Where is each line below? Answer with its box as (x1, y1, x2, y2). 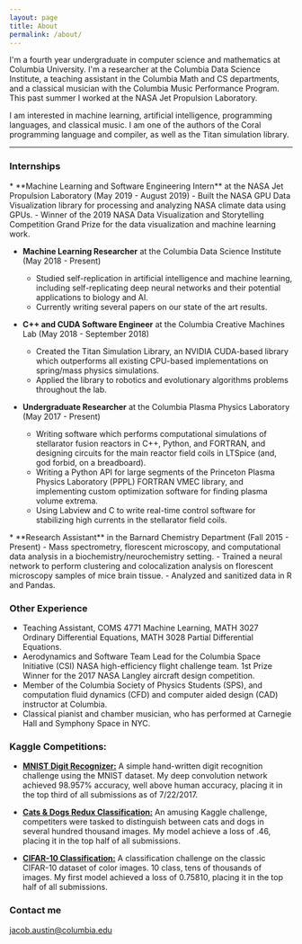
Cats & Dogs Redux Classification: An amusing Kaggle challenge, (22, 806, 268, 818)
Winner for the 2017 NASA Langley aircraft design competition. (22, 670, 255, 681)
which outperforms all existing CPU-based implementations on (35, 355, 269, 366)
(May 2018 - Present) (22, 255, 102, 266)
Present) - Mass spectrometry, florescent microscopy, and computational (9, 541, 281, 552)
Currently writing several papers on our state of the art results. (35, 301, 268, 312)
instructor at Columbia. (22, 699, 108, 709)
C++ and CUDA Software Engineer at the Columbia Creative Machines (22, 318, 286, 329)
